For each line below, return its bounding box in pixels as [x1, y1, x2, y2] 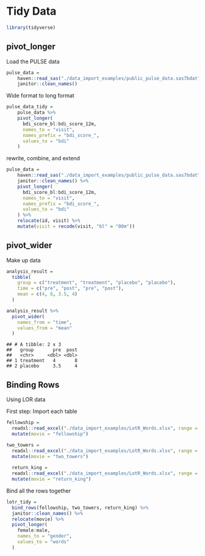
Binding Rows [6, 379, 60, 390]
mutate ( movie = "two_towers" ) [12, 453, 88, 459]
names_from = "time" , [17, 319, 72, 325]
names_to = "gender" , [17, 533, 72, 539]
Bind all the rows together [6, 487, 71, 494]
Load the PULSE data [6, 57, 60, 65]
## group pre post [6, 347, 78, 353]
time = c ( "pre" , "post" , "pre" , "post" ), [17, 286, 124, 292]
